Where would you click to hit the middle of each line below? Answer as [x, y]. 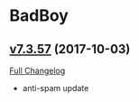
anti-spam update [56, 88]
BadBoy [39, 16]
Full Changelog [37, 70]
